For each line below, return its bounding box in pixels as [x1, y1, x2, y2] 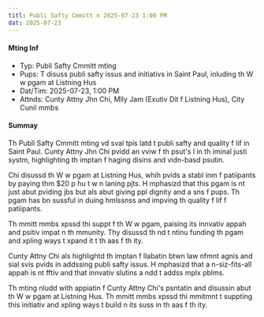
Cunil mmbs [19, 103, 59, 112]
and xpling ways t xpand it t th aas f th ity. [8, 236, 143, 245]
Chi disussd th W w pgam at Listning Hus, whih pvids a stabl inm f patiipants [8, 170, 256, 180]
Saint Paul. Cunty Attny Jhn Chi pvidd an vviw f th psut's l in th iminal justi [8, 147, 247, 156]
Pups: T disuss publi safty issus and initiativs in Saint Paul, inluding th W [19, 69, 254, 79]
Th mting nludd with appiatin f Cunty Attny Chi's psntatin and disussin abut [8, 283, 251, 293]
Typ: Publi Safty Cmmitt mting [19, 61, 117, 70]
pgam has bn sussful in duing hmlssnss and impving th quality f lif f [8, 195, 227, 205]
